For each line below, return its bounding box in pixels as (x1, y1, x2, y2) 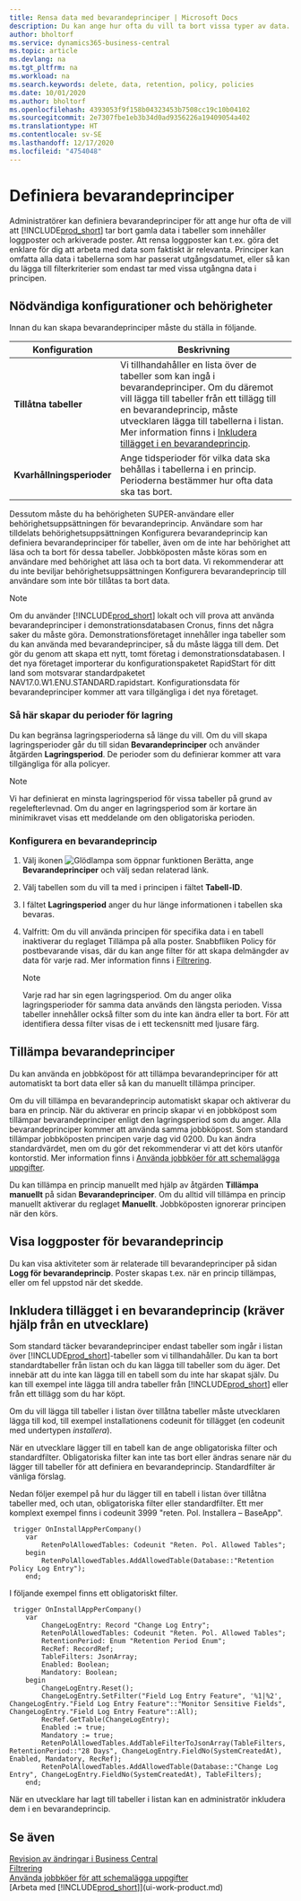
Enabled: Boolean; (41, 1660, 110, 1669)
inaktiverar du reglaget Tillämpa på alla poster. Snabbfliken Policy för (21, 935, 277, 946)
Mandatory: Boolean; (41, 1668, 118, 1677)
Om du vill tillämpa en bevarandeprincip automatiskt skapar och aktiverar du (9, 1095, 291, 1106)
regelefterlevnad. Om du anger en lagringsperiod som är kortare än (9, 802, 257, 813)
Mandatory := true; (41, 1731, 115, 1740)
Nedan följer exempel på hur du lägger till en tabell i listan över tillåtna (9, 1489, 267, 1499)
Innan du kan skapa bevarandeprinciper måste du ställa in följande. (9, 323, 257, 333)
